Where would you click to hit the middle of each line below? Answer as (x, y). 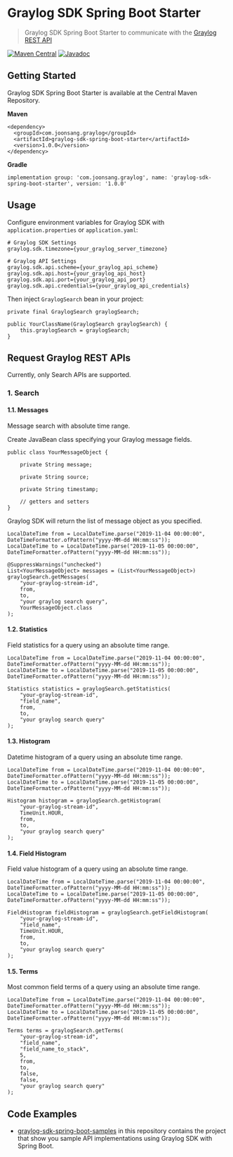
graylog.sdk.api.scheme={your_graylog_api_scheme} (83, 267)
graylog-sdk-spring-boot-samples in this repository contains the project (122, 1131)
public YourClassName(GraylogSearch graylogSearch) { (88, 324)
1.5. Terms (23, 971)
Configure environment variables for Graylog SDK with (86, 222)
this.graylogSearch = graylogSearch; (75, 330)
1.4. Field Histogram (37, 853)
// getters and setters (55, 502)
